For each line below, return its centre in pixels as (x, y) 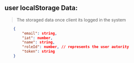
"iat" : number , (38, 38)
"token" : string (38, 52)
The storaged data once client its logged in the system (71, 20)
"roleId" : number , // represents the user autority (76, 47)
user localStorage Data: (41, 8)
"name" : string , (38, 42)
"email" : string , (39, 33)
